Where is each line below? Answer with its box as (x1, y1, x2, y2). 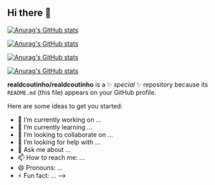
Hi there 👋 (7, 7, 51, 19)
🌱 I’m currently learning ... (17, 122, 93, 131)
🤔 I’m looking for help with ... (17, 138, 101, 146)
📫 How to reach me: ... (17, 153, 85, 162)
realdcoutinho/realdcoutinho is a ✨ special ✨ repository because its (7, 80, 209, 89)
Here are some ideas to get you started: (7, 101, 123, 110)
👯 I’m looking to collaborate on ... (17, 130, 113, 139)
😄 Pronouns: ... (17, 163, 63, 172)
